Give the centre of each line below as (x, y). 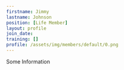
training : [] (22, 39)
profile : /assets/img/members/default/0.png (62, 45)
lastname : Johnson (29, 17)
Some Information (28, 61)
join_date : (20, 34)
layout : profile (26, 28)
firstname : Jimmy (28, 12)
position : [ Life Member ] (37, 23)
